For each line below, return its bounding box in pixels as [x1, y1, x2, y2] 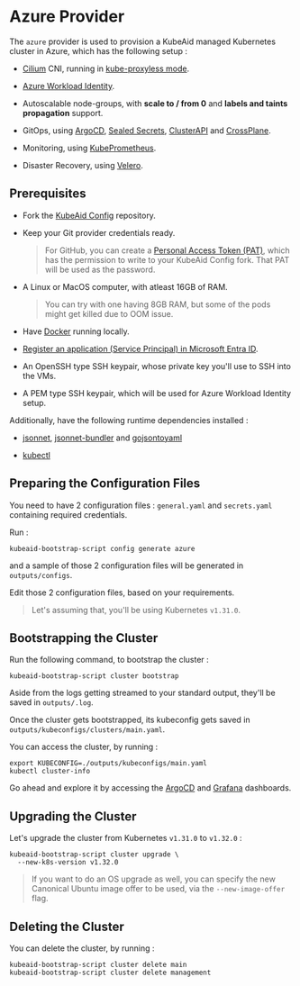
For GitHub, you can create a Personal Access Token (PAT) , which [44, 245, 290, 256]
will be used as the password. [44, 264, 156, 275]
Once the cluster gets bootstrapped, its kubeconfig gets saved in [9, 714, 250, 726]
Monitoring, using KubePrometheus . [22, 142, 157, 153]
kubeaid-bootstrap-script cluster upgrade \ [9, 850, 179, 859]
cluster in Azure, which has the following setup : [9, 45, 187, 56]
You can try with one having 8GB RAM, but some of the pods [44, 299, 271, 310]
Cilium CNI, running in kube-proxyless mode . [22, 63, 190, 74]
